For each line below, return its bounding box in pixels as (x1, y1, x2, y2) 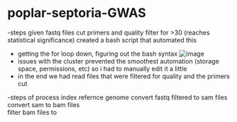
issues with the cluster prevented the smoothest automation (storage (17, 56, 220, 65)
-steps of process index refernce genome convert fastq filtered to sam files (7, 93, 228, 102)
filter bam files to (7, 108, 57, 116)
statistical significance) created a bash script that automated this (7, 35, 197, 44)
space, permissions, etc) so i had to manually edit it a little (17, 64, 187, 73)
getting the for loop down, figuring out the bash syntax (17, 49, 178, 58)
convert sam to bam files (7, 100, 80, 109)
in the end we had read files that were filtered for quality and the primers (17, 72, 231, 80)
